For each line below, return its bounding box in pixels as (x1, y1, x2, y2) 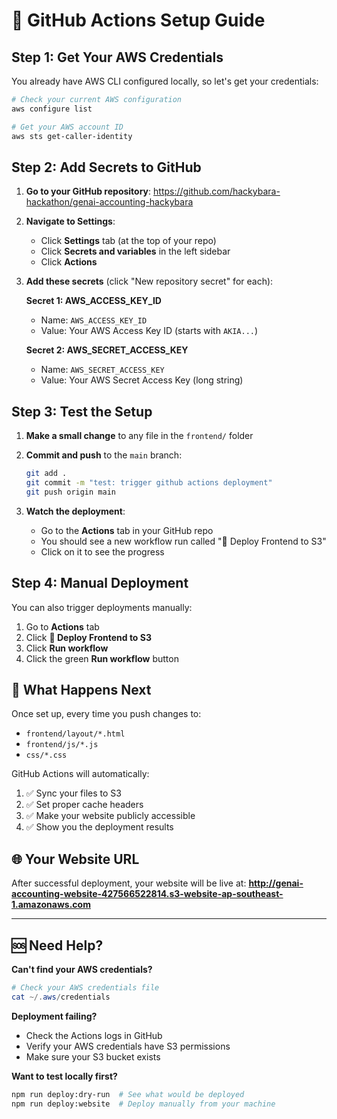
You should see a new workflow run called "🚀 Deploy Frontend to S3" (40, 535, 327, 547)
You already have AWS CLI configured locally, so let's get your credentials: (11, 75, 319, 87)
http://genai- (248, 877, 304, 889)
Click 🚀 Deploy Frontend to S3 (25, 631, 152, 643)
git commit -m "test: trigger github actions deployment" (25, 478, 273, 488)
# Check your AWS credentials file (11, 983, 160, 993)
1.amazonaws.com (11, 899, 91, 911)
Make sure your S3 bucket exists (25, 1050, 161, 1063)
